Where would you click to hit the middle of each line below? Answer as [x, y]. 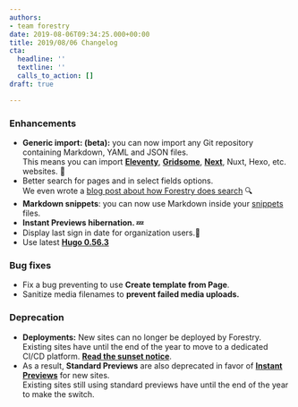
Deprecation [37, 318]
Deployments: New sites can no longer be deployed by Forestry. [142, 337]
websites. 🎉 [43, 171]
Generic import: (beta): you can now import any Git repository [137, 142]
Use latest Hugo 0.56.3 [65, 242]
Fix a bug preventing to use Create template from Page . [126, 285]
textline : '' [42, 68]
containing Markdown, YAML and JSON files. [105, 152]
